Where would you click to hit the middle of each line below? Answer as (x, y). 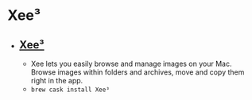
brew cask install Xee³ (70, 90)
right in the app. (57, 81)
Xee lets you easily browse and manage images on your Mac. (131, 63)
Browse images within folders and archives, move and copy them (138, 72)
